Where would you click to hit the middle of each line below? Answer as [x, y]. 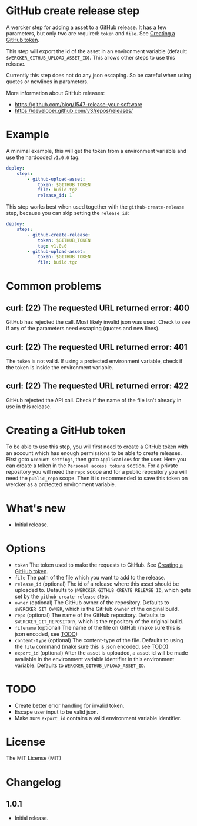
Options [26, 548]
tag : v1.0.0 [52, 246]
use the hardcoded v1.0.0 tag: [43, 157]
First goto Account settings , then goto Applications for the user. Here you [96, 459]
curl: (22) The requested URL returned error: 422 [98, 386]
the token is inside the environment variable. [60, 367]
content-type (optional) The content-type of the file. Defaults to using [99, 640]
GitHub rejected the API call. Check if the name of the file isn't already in [94, 400]
